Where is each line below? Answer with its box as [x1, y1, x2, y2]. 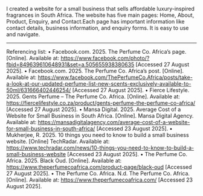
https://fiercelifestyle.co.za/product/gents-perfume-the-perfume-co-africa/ [6, 100, 196, 106]
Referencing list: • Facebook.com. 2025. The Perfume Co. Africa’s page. [6, 48, 187, 55]
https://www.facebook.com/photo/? [60, 54, 150, 62]
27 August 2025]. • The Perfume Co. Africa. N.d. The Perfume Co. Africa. [6, 170, 190, 177]
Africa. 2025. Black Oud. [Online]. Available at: [6, 157, 122, 164]
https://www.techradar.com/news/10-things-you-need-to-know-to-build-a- [6, 144, 195, 151]
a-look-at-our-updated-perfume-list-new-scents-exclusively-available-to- [6, 80, 192, 87]
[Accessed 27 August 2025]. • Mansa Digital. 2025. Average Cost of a [6, 106, 181, 113]
